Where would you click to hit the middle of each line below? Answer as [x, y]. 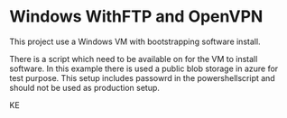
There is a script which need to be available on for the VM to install [134, 59]
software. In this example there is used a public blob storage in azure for [144, 68]
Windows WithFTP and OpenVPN [136, 17]
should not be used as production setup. [85, 87]
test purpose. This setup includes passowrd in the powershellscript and [142, 77]
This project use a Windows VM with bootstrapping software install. [135, 41]
